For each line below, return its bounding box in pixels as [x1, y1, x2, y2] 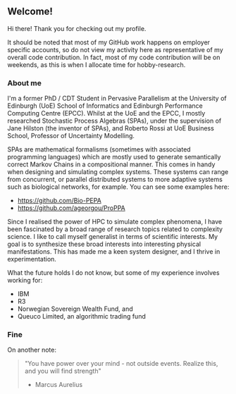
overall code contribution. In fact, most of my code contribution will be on [7, 53, 221, 61]
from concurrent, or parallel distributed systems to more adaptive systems [7, 176, 223, 184]
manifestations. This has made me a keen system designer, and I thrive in [7, 247, 221, 256]
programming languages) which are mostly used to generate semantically [7, 153, 221, 161]
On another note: [7, 345, 56, 355]
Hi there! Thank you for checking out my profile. [7, 24, 147, 32]
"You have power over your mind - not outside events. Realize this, [24, 359, 218, 368]
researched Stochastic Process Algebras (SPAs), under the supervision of [7, 116, 222, 125]
